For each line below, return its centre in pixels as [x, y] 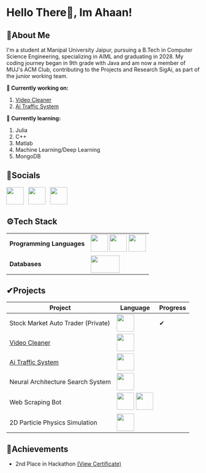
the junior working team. [37, 76]
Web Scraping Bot [36, 402]
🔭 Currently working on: [37, 88]
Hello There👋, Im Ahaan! [70, 13]
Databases [25, 264]
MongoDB [28, 156]
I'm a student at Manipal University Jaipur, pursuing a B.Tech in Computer [100, 50]
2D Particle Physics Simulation [53, 422]
